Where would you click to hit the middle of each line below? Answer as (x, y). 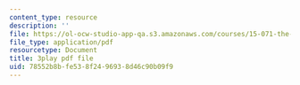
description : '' (39, 26)
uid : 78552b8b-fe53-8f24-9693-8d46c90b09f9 (92, 67)
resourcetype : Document (54, 50)
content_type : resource (54, 17)
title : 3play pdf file (51, 58)
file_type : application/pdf (62, 42)
